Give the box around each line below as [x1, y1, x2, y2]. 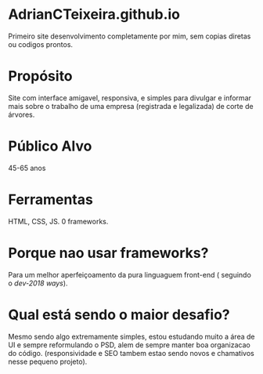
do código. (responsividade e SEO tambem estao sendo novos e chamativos [8, 348, 254, 358]
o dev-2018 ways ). [8, 278, 68, 288]
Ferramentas [8, 191, 94, 209]
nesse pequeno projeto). [8, 357, 88, 366]
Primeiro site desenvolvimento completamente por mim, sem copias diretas [8, 31, 251, 41]
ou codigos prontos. [8, 39, 73, 49]
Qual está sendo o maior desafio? [8, 306, 231, 323]
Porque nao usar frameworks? [8, 244, 209, 262]
